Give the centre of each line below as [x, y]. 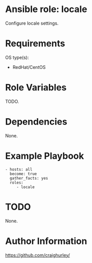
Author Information [46, 241]
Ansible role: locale [46, 9]
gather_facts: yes [29, 178]
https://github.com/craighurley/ [38, 255]
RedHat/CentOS [29, 67]
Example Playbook [45, 156]
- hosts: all [19, 169]
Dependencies [36, 122]
